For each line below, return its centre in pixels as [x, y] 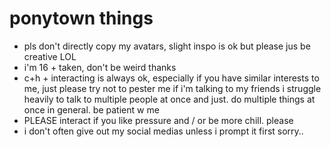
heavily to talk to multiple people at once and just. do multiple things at [169, 99]
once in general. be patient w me [91, 109]
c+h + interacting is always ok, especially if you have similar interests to [171, 78]
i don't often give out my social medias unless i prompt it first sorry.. [163, 131]
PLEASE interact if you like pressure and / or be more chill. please [158, 120]
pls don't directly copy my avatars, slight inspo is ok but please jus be [167, 46]
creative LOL [50, 56]
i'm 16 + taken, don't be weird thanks [100, 67]
